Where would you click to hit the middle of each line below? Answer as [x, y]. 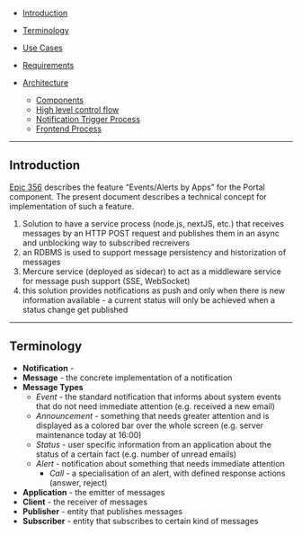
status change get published [75, 309]
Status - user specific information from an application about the [154, 444]
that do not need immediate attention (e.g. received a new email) [155, 406]
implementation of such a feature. [72, 206]
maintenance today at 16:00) [89, 434]
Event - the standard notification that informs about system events [158, 397]
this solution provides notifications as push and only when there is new [154, 290]
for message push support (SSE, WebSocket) [106, 281]
